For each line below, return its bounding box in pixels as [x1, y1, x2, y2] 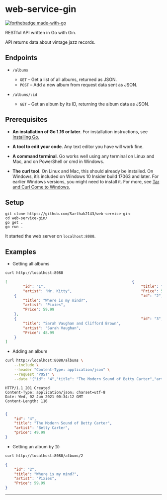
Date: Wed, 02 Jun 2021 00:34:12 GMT [5, 394, 83, 399]
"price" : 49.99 [14, 430, 46, 435]
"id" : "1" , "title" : [23, 284, 159, 289]
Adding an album [12, 348, 48, 354]
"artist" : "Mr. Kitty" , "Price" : [23, 288, 159, 294]
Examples [5, 248, 36, 256]
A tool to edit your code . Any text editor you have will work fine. [12, 143, 144, 150]
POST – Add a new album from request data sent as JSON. [19, 82, 138, 87]
